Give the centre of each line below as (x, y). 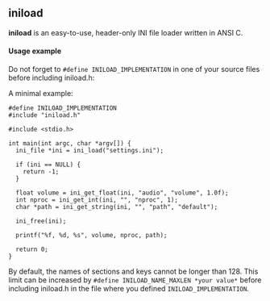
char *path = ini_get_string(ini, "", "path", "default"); (117, 207)
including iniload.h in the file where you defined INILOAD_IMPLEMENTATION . (129, 289)
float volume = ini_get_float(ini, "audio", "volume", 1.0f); (122, 193)
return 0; (32, 249)
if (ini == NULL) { (48, 165)
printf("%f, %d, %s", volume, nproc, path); (91, 236)
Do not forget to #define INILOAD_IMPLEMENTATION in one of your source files (134, 69)
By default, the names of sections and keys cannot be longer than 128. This (133, 272)
